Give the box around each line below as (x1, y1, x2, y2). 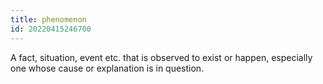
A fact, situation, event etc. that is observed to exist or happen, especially (10, 51, 313, 63)
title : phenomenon (10, 14, 87, 25)
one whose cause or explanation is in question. (10, 62, 205, 74)
